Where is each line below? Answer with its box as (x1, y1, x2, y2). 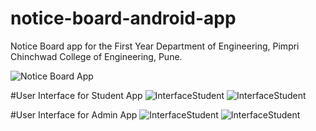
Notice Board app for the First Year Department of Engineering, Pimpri (10, 40, 300, 52)
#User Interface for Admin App (10, 108, 138, 121)
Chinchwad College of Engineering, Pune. (10, 50, 183, 62)
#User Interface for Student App (10, 89, 143, 101)
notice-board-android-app (10, 7, 237, 30)
